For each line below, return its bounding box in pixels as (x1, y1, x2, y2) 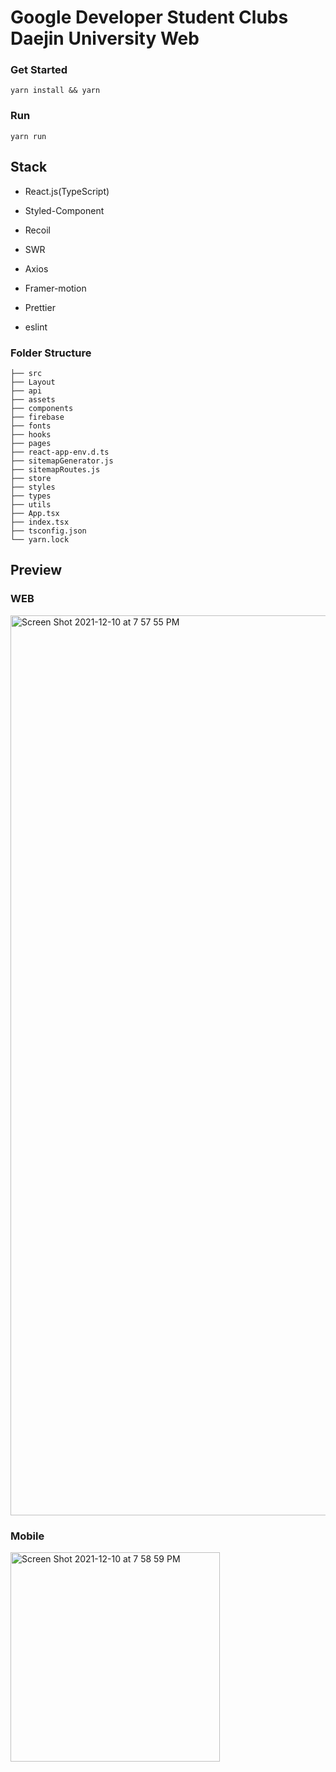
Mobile (10, 1529, 45, 1543)
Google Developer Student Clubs (10, 6, 289, 29)
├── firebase (10, 412, 65, 422)
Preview (10, 562, 63, 579)
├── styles (10, 482, 56, 492)
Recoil (24, 224, 51, 236)
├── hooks (10, 429, 52, 440)
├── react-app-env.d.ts (10, 447, 110, 457)
